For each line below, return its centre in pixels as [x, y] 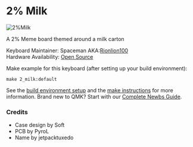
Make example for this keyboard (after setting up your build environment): [97, 68]
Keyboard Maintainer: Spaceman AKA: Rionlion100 [67, 50]
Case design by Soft [40, 125]
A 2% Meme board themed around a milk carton [65, 39]
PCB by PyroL [32, 132]
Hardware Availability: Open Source [50, 57]
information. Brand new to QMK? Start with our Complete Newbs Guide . [94, 96]
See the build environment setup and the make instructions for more [90, 90]
